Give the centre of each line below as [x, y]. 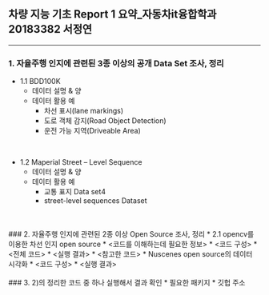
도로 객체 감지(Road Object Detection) [105, 121]
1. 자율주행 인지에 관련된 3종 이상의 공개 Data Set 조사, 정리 [116, 63]
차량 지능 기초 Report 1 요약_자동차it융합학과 [112, 14]
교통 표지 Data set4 [75, 192]
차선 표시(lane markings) [84, 111]
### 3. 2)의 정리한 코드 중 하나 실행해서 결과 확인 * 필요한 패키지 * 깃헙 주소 [127, 283]
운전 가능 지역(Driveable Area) [92, 131]
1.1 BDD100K [40, 82]
